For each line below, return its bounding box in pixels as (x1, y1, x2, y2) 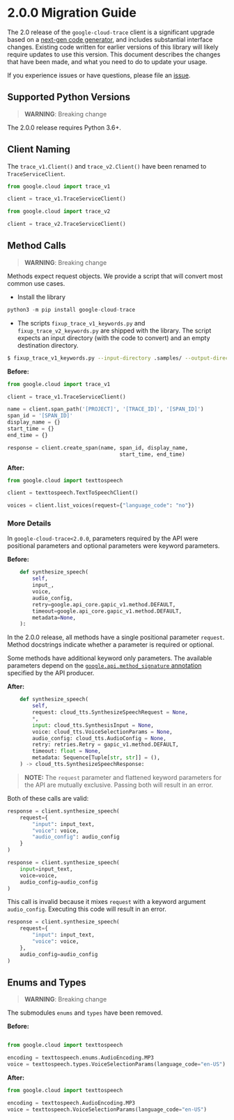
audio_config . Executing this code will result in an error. (7, 905, 167, 914)
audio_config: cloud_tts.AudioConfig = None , (32, 735, 167, 742)
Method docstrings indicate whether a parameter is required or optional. (7, 640, 214, 649)
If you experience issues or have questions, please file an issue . (7, 71, 191, 79)
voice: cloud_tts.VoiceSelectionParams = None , (32, 728, 173, 735)
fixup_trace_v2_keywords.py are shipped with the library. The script (17, 326, 212, 335)
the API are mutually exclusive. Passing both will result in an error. (24, 781, 214, 789)
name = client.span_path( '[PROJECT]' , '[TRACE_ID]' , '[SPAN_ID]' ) (7, 406, 204, 413)
